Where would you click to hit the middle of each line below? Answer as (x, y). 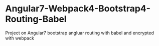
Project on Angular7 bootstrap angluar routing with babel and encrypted (80, 33)
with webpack (20, 38)
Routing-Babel (36, 19)
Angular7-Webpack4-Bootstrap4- (78, 9)
